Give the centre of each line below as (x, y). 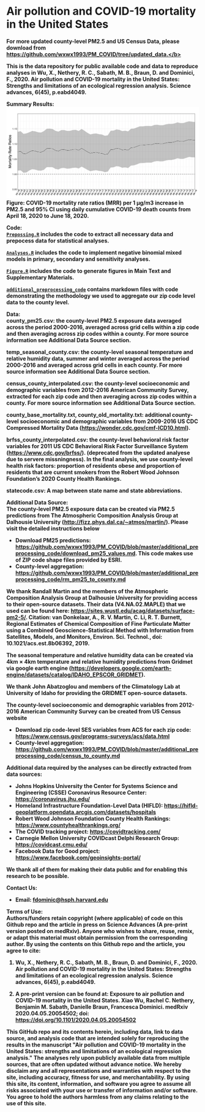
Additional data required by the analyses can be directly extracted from (99, 767)
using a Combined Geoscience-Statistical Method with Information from (100, 630)
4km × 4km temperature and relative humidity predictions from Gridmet (99, 661)
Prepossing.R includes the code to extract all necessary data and (90, 234)
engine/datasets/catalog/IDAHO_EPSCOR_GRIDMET (74, 674)
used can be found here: (38, 610)
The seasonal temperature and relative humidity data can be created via (100, 655)
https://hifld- (181, 805)
